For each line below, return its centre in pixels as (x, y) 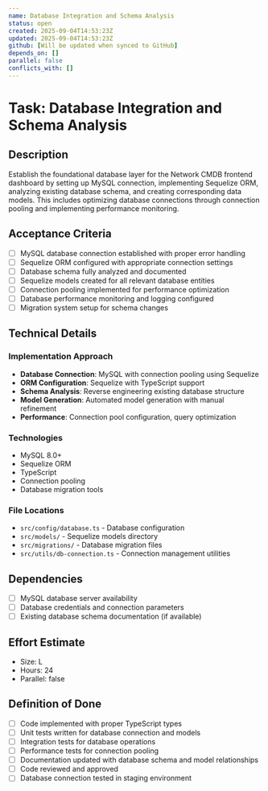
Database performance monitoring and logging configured (117, 298)
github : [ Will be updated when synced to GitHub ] (93, 46)
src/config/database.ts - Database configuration (102, 528)
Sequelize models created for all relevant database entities (117, 280)
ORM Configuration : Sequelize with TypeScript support (112, 383)
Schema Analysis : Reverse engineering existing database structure (132, 391)
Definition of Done (55, 704)
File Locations (36, 510)
